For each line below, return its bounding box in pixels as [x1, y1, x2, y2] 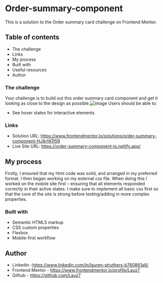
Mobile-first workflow [12, 235, 56, 241]
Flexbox [12, 230, 28, 236]
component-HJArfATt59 [12, 138, 60, 144]
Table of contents [5, 33, 59, 41]
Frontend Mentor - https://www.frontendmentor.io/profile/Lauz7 [12, 267, 140, 273]
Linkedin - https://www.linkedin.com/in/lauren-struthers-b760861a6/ [12, 262, 149, 268]
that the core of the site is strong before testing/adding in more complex [5, 191, 150, 197]
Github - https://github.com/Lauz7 [12, 272, 81, 278]
